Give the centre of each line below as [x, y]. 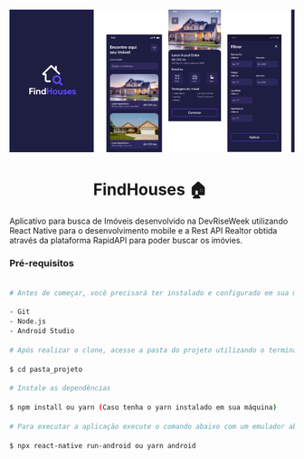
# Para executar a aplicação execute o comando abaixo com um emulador [147, 426]
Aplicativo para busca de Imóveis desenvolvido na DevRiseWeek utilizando [149, 221]
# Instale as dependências [60, 388]
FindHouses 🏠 [151, 189]
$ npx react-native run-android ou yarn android [103, 445]
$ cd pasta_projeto [46, 369]
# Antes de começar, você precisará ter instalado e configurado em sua [149, 293]
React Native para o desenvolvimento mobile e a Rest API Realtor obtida [143, 230]
